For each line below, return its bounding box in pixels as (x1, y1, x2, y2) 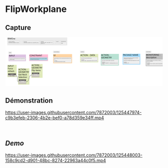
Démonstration (5, 96, 53, 105)
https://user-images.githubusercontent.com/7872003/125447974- (5, 110, 142, 116)
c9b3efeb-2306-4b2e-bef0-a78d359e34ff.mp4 (5, 115, 104, 121)
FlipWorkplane (5, 3, 67, 15)
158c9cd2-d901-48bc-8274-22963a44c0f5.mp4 (5, 158, 106, 164)
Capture (5, 23, 31, 32)
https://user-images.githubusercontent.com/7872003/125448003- (5, 152, 142, 158)
